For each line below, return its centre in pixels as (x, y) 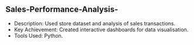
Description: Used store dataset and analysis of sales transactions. (95, 23)
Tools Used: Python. (38, 35)
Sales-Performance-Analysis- (62, 10)
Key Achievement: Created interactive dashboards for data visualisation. (101, 29)
